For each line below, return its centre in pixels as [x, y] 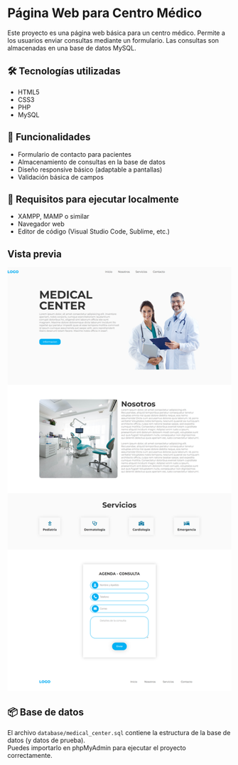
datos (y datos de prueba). [46, 740]
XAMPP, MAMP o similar [54, 217]
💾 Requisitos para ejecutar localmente [93, 199]
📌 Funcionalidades [49, 137]
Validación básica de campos [61, 177]
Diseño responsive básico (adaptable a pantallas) [90, 170]
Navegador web [41, 224]
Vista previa [34, 254]
